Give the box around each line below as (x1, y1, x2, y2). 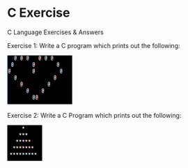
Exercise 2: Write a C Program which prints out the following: (7, 111, 182, 119)
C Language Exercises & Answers (7, 28, 104, 36)
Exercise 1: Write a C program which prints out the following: (7, 41, 180, 49)
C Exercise (7, 5, 70, 21)
